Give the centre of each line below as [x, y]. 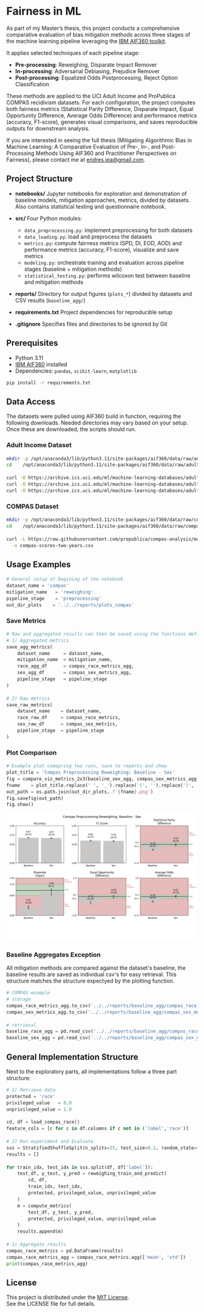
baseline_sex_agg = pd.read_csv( [49, 1038]
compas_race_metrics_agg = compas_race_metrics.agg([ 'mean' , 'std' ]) [96, 1257]
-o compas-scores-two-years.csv [53, 545]
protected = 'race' [31, 1096]
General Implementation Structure [72, 1057]
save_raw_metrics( [29, 705]
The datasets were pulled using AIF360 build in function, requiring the [94, 417]
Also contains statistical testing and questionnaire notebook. [90, 206]
